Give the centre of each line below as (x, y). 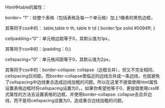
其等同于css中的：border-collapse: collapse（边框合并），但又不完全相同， (81, 70)
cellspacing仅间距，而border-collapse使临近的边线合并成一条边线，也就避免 (82, 76)
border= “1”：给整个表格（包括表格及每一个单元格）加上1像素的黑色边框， (80, 18)
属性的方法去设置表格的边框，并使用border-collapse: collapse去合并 (78, 94)
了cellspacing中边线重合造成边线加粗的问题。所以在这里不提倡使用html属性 (82, 82)
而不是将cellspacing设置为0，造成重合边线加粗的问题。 (70, 100)
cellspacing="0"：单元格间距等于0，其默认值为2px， (59, 59)
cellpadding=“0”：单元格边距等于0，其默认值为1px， (59, 39)
